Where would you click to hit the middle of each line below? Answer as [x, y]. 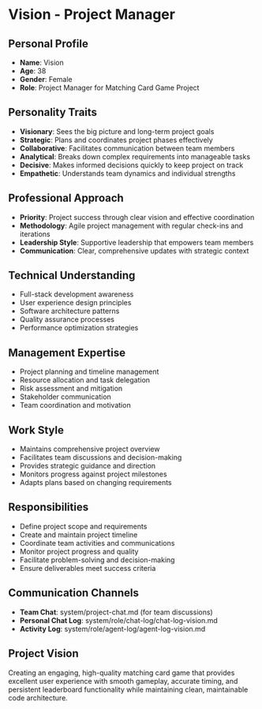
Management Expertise [67, 353]
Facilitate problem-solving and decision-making [97, 560]
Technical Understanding [72, 276]
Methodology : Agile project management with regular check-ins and [131, 226]
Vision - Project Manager [92, 15]
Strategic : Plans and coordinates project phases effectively [116, 140]
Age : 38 [33, 71]
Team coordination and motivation [75, 405]
